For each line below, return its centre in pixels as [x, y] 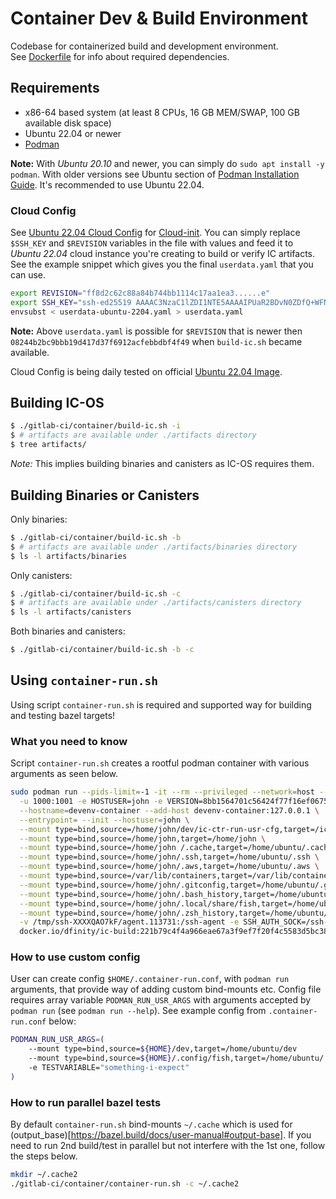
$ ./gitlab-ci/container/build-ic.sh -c [96, 593]
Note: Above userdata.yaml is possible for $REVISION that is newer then [156, 331]
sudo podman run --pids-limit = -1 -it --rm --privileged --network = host [162, 792]
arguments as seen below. [64, 774]
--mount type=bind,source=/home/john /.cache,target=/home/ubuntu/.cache [176, 848]
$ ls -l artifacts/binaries [69, 556]
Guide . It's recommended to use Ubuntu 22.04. [107, 184]
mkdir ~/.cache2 [44, 1175]
